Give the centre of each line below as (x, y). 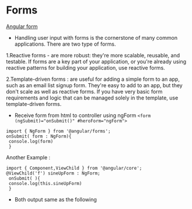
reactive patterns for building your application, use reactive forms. (85, 67)
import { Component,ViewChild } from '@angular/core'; (74, 168)
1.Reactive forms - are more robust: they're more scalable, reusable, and (93, 55)
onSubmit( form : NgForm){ (39, 136)
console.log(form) (31, 141)
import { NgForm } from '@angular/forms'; (58, 131)
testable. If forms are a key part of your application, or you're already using (96, 61)
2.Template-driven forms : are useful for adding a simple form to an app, (93, 79)
